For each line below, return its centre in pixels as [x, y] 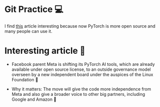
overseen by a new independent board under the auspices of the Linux [82, 74]
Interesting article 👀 [45, 51]
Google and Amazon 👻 [34, 99]
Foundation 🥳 [25, 79]
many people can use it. [29, 31]
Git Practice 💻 [34, 9]
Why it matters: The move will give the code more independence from [81, 89]
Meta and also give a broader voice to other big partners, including [78, 94]
